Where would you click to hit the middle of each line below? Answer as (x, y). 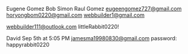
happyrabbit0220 (28, 45)
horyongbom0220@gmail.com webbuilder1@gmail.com (76, 15)
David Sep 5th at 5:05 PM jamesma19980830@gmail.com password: (92, 38)
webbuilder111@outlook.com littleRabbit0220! (63, 27)
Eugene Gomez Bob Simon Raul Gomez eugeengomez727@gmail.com (94, 9)
